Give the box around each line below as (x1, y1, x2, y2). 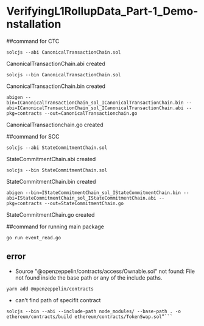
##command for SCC (6, 132, 60, 140)
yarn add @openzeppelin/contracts (6, 286, 94, 292)
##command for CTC (6, 37, 60, 45)
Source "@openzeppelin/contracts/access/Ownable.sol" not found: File (15, 267, 195, 275)
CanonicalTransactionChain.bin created (6, 82, 105, 90)
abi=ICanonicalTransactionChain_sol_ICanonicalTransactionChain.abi (6, 105, 184, 111)
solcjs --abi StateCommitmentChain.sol (6, 145, 108, 151)
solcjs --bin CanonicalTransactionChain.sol (6, 71, 121, 78)
